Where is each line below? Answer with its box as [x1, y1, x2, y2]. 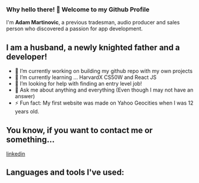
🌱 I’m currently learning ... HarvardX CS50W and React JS [14, 74, 157, 81]
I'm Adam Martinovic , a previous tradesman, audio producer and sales [6, 19, 180, 26]
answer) [14, 93, 36, 100]
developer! [6, 52, 48, 62]
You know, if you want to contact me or [6, 125, 153, 135]
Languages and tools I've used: [6, 168, 125, 178]
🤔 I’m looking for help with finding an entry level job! [14, 80, 143, 87]
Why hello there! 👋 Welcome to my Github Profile [6, 5, 150, 14]
